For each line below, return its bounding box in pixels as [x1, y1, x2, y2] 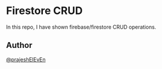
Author [6, 40, 32, 50]
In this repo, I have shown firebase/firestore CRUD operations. [6, 23, 157, 30]
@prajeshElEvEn [6, 56, 46, 63]
